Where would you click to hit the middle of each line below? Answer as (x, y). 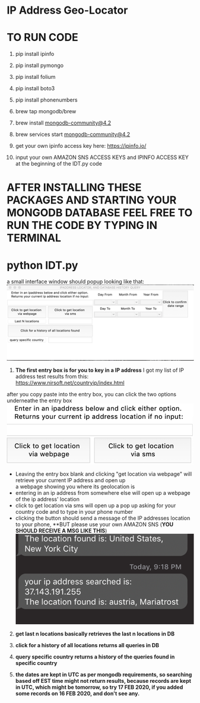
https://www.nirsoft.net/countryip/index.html (70, 383)
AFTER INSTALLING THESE (74, 188)
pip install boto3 (35, 88)
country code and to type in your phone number (74, 512)
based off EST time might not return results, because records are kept (103, 680)
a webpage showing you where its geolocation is (75, 486)
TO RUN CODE (43, 38)
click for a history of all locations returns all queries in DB (87, 645)
